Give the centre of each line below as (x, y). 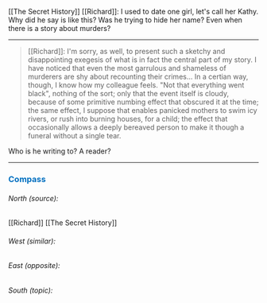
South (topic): (31, 290)
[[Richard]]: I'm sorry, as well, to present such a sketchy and (126, 51)
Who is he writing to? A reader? (60, 151)
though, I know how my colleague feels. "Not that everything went (136, 85)
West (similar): (32, 241)
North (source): (33, 198)
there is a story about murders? (60, 28)
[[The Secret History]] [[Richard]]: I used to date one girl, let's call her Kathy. (133, 12)
